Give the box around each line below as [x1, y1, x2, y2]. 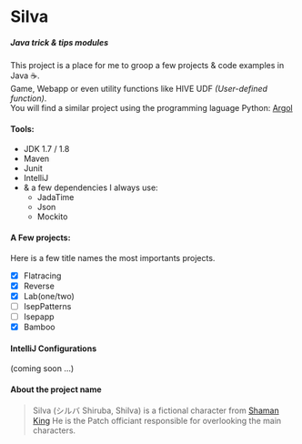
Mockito [36, 211, 68, 222]
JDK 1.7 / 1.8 [23, 144, 70, 155]
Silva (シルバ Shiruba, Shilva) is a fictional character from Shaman [32, 405, 280, 416]
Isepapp [23, 311, 55, 322]
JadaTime [36, 192, 75, 203]
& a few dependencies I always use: [23, 182, 158, 193]
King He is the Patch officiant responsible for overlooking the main [32, 416, 282, 427]
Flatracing [23, 270, 62, 281]
